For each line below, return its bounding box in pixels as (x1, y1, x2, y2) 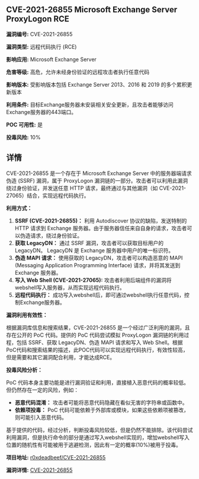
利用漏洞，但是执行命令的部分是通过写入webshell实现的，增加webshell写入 (6, 433, 190, 441)
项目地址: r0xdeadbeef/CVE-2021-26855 (6, 453, 106, 461)
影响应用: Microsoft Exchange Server (6, 56, 97, 63)
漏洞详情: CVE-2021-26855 (6, 466, 73, 474)
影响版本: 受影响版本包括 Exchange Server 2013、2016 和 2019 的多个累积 (6, 81, 188, 88)
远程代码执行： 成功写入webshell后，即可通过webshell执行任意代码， (14, 291, 185, 299)
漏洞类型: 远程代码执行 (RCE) (6, 43, 77, 50)
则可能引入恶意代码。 (14, 414, 67, 421)
